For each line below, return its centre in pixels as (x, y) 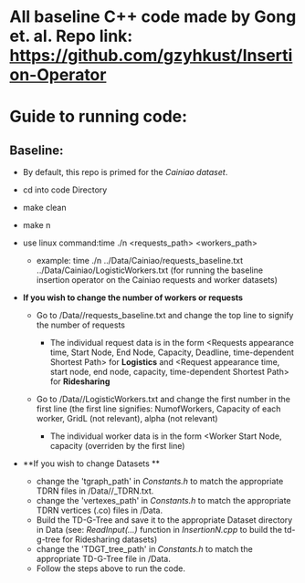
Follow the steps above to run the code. (110, 568)
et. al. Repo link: (71, 36)
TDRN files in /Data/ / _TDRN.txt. (95, 491)
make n (37, 225)
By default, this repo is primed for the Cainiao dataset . (125, 172)
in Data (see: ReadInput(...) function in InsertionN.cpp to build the (159, 530)
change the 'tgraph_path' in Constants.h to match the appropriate (160, 482)
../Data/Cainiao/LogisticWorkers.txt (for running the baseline (149, 270)
